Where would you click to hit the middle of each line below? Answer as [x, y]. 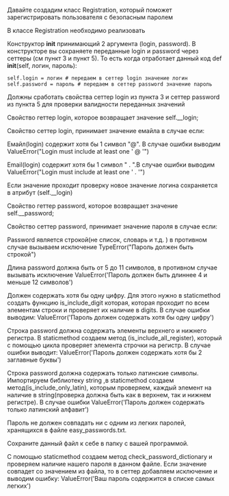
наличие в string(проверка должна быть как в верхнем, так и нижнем [109, 395]
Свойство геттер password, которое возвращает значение [93, 206]
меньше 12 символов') [40, 282]
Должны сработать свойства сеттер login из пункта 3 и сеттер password [113, 97]
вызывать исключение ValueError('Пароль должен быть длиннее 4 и [107, 275]
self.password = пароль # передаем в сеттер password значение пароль [110, 84]
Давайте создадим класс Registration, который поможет [90, 10]
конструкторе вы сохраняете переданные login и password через [103, 51]
